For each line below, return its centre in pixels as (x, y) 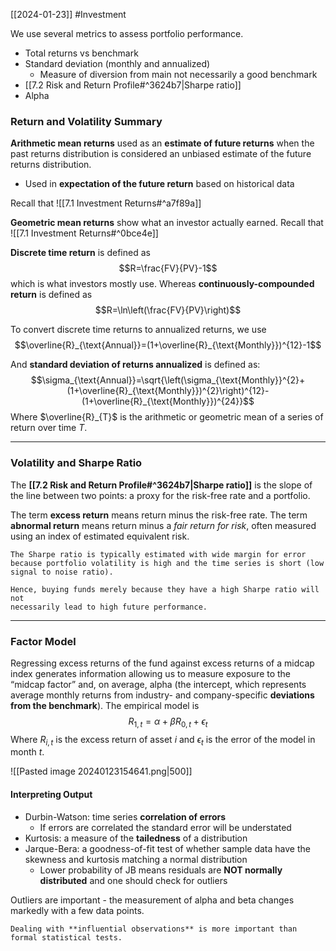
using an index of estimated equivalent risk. (100, 536)
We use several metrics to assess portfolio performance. (127, 33)
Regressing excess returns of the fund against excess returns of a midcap (162, 663)
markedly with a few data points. (77, 910)
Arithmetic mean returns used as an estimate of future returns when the (162, 143)
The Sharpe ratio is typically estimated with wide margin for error (158, 554)
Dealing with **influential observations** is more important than (154, 929)
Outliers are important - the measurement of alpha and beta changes (152, 900)
